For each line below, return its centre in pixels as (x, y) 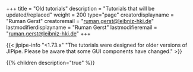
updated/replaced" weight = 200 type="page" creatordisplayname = (90, 15)
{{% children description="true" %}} (50, 63)
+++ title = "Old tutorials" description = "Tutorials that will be (80, 9)
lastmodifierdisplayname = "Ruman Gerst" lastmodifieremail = (82, 27)
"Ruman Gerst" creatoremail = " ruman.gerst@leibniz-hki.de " (80, 21)
